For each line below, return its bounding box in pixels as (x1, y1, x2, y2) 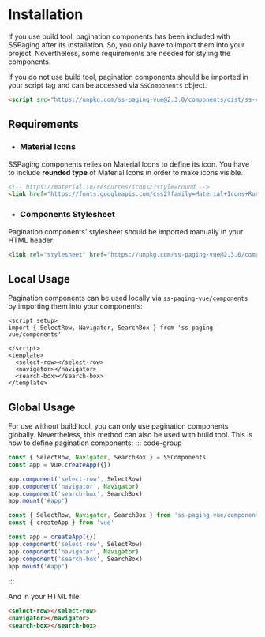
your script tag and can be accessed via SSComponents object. (8, 81, 207, 90)
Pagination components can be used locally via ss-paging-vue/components (8, 294, 248, 303)
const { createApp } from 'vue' (8, 519, 114, 526)
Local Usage (8, 272, 71, 286)
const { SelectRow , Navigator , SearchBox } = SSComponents (8, 454, 207, 462)
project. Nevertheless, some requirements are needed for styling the (8, 48, 231, 58)
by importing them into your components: (8, 302, 144, 311)
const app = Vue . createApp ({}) (8, 460, 111, 469)
